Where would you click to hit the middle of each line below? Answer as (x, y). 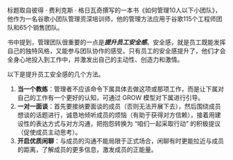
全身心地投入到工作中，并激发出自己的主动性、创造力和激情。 (95, 60)
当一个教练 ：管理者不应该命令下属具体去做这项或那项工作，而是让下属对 (120, 89)
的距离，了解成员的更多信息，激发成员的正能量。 (87, 150)
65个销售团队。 (41, 27)
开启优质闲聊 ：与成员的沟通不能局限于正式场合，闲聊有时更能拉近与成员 (120, 141)
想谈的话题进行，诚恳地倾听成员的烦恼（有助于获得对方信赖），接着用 (116, 115)
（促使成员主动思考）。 (49, 132)
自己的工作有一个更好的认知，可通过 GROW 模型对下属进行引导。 (111, 98)
